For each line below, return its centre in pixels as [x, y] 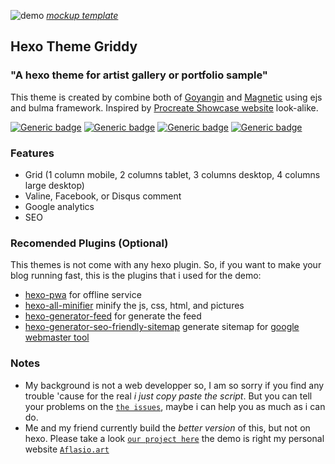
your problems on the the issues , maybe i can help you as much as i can [175, 406]
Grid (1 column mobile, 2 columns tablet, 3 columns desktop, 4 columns [172, 174]
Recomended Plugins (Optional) [89, 243]
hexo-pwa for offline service [83, 295]
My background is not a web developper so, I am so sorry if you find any [174, 385]
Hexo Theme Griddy [74, 46]
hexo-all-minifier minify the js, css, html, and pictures [134, 306]
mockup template [82, 15]
